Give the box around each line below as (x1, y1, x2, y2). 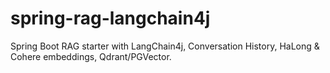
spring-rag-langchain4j (10, 7, 211, 30)
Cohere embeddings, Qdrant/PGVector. (10, 50, 172, 62)
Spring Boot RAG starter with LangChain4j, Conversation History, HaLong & (10, 40, 320, 52)
